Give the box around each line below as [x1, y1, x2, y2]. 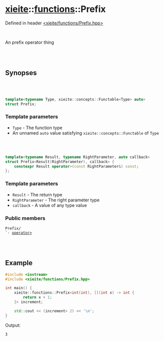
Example [5, 259, 33, 267]
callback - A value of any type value [12, 202, 87, 208]
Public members [5, 214, 46, 221]
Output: [5, 322, 21, 328]
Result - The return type [12, 191, 63, 197]
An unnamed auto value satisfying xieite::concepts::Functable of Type [12, 130, 159, 136]
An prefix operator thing [5, 39, 55, 45]
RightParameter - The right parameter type [12, 197, 100, 203]
